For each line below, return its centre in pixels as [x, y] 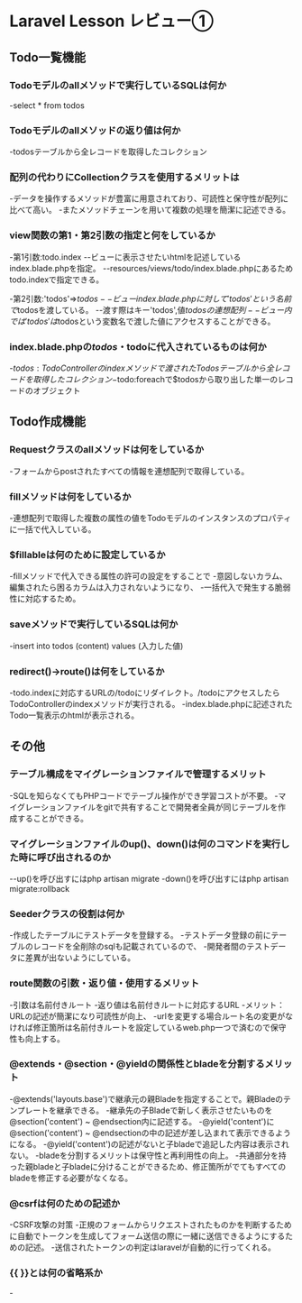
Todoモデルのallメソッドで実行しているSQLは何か [118, 85]
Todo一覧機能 [48, 57]
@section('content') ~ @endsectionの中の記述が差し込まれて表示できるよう [150, 1133]
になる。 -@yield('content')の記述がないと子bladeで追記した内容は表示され [150, 1143]
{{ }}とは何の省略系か [56, 1273]
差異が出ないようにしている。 [80, 958]
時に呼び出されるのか [64, 858]
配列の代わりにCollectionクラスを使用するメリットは [124, 178]
